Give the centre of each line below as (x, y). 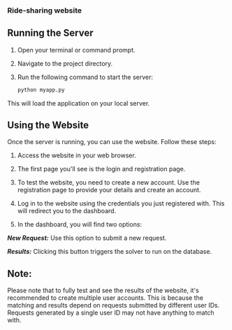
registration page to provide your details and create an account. (109, 190)
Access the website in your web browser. (77, 155)
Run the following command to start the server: (85, 77)
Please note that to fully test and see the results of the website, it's (103, 290)
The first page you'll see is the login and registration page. (101, 169)
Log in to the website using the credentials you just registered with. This (121, 203)
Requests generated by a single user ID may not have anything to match (111, 313)
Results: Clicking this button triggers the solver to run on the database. (109, 252)
